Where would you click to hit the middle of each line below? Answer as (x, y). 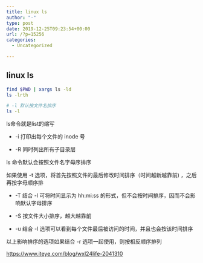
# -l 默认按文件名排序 (31, 106)
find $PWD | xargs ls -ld (39, 89)
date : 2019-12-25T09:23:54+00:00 (48, 29)
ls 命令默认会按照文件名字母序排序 (49, 162)
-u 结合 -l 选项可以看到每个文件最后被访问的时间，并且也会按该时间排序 (104, 229)
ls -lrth (17, 95)
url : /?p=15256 (25, 34)
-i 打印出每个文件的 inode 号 (50, 137)
